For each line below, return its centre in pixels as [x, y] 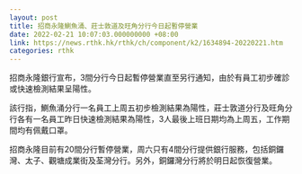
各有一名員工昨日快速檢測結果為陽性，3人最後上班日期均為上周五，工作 [149, 119]
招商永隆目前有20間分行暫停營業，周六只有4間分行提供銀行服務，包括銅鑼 [147, 150]
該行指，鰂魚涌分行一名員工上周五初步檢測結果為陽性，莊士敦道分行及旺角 [147, 108]
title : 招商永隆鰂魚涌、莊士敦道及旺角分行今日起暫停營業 [104, 26]
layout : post [34, 17]
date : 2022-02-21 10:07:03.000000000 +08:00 [94, 34]
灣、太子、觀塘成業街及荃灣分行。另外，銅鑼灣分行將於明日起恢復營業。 [143, 161]
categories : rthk [42, 51]
